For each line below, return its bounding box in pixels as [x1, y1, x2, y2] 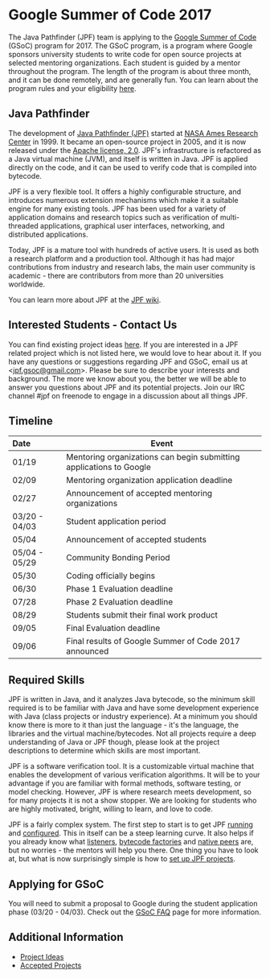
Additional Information [8, 931, 124, 944]
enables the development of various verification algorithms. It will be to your [8, 770, 260, 780]
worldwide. [8, 279, 46, 289]
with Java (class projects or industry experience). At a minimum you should [8, 712, 258, 721]
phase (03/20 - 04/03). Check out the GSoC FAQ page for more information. [8, 907, 261, 917]
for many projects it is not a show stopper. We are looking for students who [8, 795, 257, 806]
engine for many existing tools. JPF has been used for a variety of [8, 204, 227, 213]
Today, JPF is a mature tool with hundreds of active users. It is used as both [8, 245, 260, 254]
